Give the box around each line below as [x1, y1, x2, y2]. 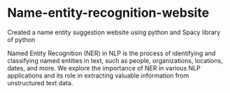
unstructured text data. [7, 78, 73, 87]
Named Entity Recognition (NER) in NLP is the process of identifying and [7, 49, 216, 57]
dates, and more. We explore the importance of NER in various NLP [7, 64, 201, 72]
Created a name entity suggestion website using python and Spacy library [7, 28, 221, 36]
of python [7, 35, 36, 43]
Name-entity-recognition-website [7, 5, 210, 21]
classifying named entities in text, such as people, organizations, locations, [7, 56, 224, 64]
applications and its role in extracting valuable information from [7, 71, 189, 80]
